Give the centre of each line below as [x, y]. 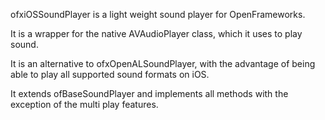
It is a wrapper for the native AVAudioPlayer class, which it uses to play [156, 33]
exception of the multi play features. [84, 104]
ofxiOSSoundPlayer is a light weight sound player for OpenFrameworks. [158, 14]
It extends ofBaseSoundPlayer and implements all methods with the [149, 93]
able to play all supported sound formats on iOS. [110, 74]
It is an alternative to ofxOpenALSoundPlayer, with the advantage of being [163, 63]
